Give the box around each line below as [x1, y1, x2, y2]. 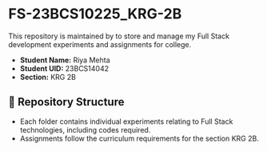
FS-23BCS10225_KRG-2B [8, 5, 182, 23]
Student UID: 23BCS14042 [19, 63, 110, 73]
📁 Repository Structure [8, 95, 125, 109]
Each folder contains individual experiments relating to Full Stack [19, 117, 233, 126]
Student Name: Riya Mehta [19, 55, 110, 65]
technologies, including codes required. [19, 125, 151, 134]
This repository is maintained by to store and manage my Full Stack [8, 31, 230, 41]
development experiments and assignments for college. [8, 39, 192, 49]
